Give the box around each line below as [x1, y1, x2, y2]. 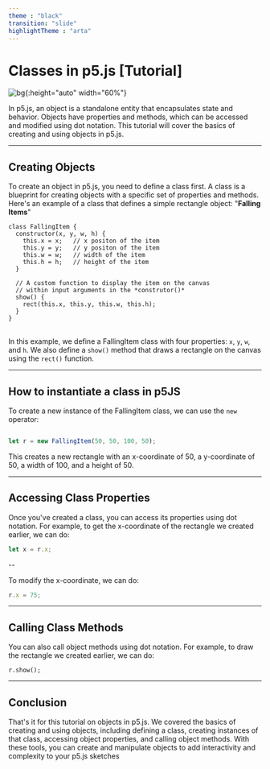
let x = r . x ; [8, 545, 52, 553]
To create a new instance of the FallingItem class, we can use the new [8, 406, 238, 416]
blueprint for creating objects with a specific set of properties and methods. [8, 190, 260, 200]
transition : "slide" [8, 19, 78, 27]
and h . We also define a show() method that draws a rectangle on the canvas [8, 345, 261, 355]
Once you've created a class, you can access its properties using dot [8, 512, 237, 522]
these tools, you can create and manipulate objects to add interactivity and [8, 742, 256, 752]
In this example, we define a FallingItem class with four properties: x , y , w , [8, 337, 251, 346]
